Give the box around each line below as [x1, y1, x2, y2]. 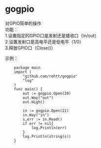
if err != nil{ [23, 121, 54, 126]
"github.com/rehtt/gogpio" [23, 74, 78, 79]
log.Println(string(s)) [23, 134, 71, 139]
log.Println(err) [31, 125, 67, 130]
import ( [14, 69, 32, 74]
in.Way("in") [23, 112, 50, 118]
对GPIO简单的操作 [5, 20, 42, 26]
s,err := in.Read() [23, 117, 63, 121]
